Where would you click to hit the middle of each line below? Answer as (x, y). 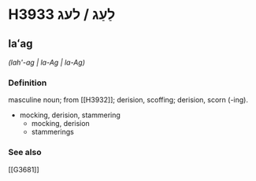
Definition (28, 83)
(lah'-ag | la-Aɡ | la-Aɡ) (46, 62)
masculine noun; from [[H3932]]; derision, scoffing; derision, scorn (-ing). (128, 100)
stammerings (53, 132)
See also (25, 153)
